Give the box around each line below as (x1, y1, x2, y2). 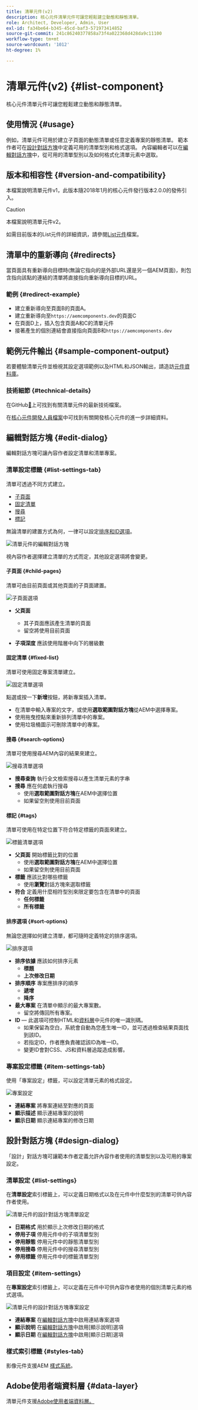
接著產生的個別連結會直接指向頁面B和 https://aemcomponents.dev (14, 327, 172, 334)
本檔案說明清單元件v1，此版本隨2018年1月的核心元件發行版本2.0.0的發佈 (6, 187, 182, 194)
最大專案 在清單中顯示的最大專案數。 (14, 1002, 104, 1009)
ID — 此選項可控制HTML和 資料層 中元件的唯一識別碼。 (14, 1016, 146, 1023)
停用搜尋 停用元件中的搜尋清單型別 (14, 1245, 99, 1253)
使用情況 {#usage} (6, 120, 75, 130)
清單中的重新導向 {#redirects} (6, 250, 116, 260)
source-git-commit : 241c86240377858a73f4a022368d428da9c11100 (6, 31, 162, 37)
